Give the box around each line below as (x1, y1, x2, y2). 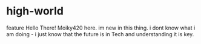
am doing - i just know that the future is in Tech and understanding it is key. (6, 30, 194, 37)
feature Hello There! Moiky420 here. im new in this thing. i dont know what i (6, 24, 196, 31)
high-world (6, 4, 64, 18)
